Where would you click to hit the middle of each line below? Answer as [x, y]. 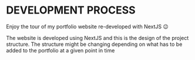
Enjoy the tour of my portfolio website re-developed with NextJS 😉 [87, 26]
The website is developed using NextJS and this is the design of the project [97, 38]
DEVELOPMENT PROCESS [71, 10]
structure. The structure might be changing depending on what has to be [94, 44]
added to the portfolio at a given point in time [60, 50]
